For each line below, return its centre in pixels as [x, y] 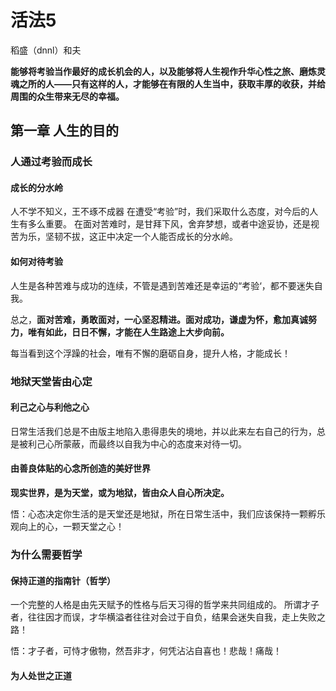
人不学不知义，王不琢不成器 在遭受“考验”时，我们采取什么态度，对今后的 [160, 212]
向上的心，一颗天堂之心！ [71, 526]
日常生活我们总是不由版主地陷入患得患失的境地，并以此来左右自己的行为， [163, 431]
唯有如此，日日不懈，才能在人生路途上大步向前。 [128, 332]
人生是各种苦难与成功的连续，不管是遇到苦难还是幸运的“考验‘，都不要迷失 [162, 285]
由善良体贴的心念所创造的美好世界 [80, 468]
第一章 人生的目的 [64, 131]
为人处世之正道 [41, 675]
